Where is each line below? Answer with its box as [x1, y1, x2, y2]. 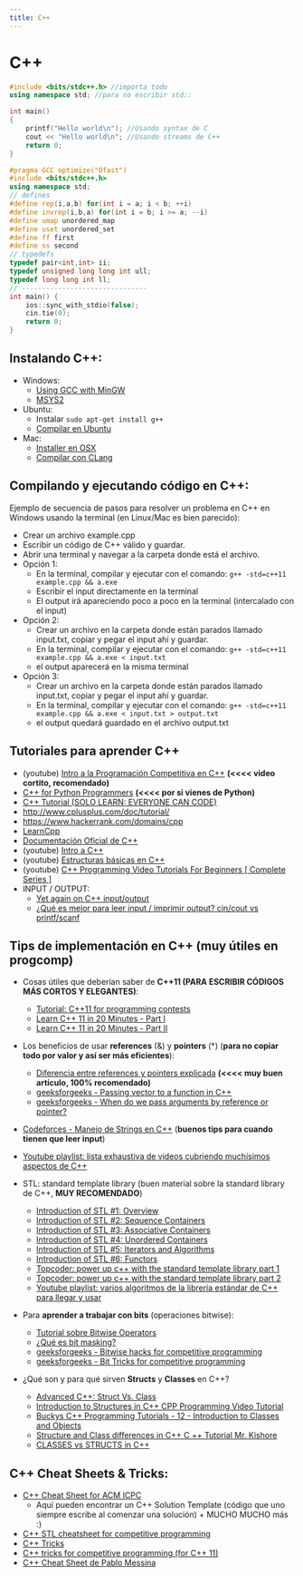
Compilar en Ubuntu [35, 423, 111, 433]
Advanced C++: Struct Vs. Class [35, 1391, 156, 1402]
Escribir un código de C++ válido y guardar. [22, 539, 185, 550]
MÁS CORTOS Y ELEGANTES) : [22, 986, 139, 997]
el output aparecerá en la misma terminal [35, 661, 189, 672]
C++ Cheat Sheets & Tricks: [9, 1465, 169, 1481]
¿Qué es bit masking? [35, 1337, 117, 1347]
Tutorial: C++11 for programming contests [35, 1004, 192, 1015]
